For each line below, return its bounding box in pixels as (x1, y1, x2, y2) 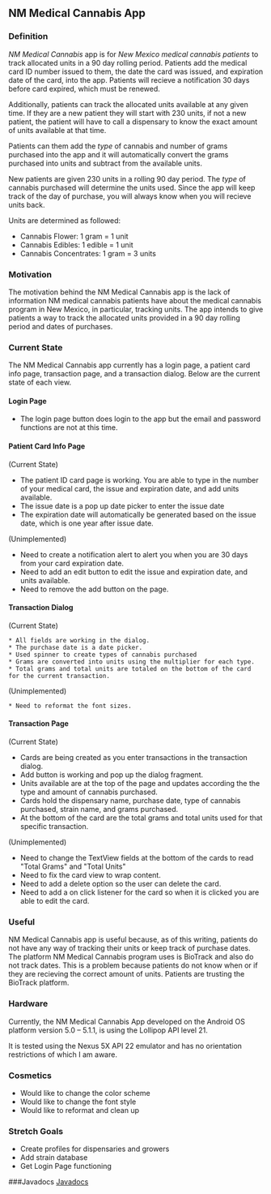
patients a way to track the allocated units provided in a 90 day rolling (8, 312, 240, 323)
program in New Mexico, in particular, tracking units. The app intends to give (8, 304, 264, 314)
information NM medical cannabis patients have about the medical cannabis (8, 295, 261, 305)
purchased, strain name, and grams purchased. (19, 805, 179, 814)
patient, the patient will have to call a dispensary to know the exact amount (8, 117, 258, 127)
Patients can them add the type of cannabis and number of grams (8, 141, 228, 151)
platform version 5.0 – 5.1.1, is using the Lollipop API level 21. (8, 1025, 208, 1035)
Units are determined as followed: (8, 215, 121, 225)
